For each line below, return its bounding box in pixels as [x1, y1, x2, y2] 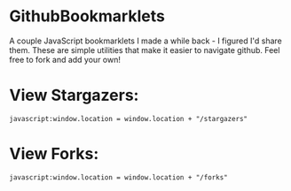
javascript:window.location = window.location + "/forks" [9, 172, 228, 182]
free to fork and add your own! [9, 54, 122, 65]
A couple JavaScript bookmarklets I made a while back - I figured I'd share [9, 35, 282, 46]
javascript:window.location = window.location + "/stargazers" [9, 114, 248, 123]
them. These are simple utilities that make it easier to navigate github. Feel [9, 44, 280, 55]
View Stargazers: [9, 86, 139, 105]
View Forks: [9, 144, 99, 164]
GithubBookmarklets [9, 6, 166, 27]
